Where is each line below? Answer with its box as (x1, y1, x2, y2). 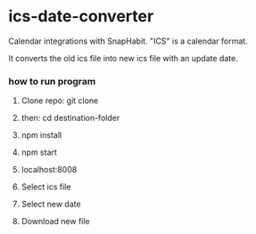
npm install (21, 130, 62, 141)
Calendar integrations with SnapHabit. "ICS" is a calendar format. (8, 36, 248, 46)
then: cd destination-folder (21, 113, 120, 124)
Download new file (21, 216, 90, 227)
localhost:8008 (21, 165, 78, 175)
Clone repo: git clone (21, 95, 99, 106)
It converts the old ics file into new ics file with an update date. (8, 52, 238, 63)
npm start (21, 147, 57, 157)
